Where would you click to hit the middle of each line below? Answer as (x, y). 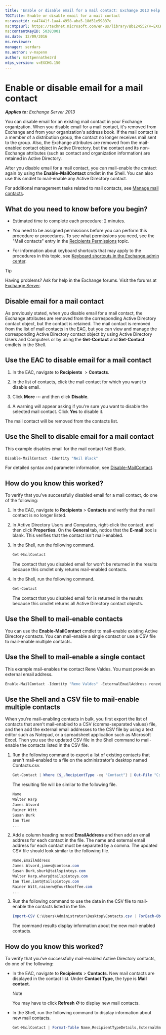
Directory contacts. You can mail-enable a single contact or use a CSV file (81, 636)
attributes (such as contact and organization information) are (88, 153)
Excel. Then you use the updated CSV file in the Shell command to (73, 740)
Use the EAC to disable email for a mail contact (78, 360)
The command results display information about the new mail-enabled (84, 926)
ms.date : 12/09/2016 (26, 37)
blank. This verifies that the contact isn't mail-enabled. (68, 535)
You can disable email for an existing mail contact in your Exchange (74, 122)
